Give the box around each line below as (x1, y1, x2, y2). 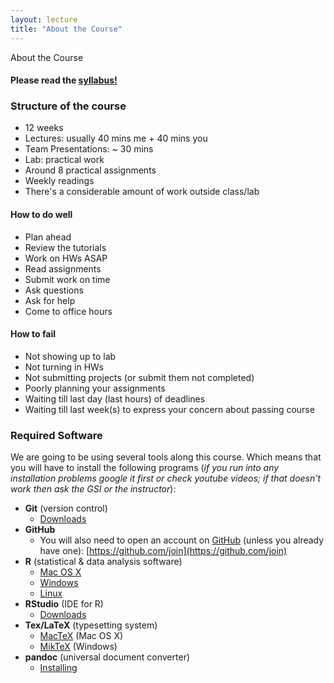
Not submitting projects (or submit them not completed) (24, 371, 255, 383)
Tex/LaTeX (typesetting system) (24, 619, 158, 631)
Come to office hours (24, 305, 113, 317)
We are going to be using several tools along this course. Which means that (10, 451, 322, 463)
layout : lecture (10, 14, 78, 25)
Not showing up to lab (24, 350, 117, 362)
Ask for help (24, 294, 76, 306)
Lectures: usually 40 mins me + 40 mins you (24, 132, 208, 145)
